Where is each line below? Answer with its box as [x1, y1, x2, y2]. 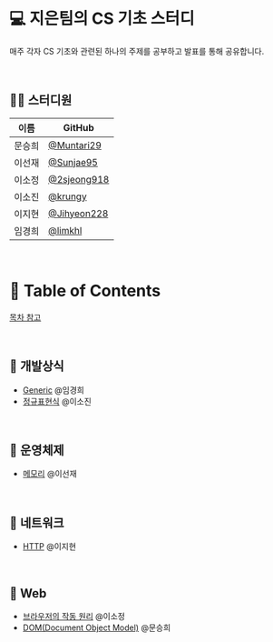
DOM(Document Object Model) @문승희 [22, 622, 171, 633]
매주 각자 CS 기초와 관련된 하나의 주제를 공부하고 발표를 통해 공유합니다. [9, 45, 265, 56]
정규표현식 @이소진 [22, 396, 93, 406]
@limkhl [48, 224, 83, 236]
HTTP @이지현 [22, 541, 77, 552]
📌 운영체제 [9, 442, 65, 457]
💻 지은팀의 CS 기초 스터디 [9, 8, 195, 29]
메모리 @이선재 [22, 468, 77, 479]
